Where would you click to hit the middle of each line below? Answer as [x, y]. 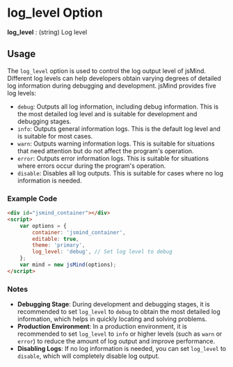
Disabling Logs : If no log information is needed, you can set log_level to [122, 349]
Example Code [32, 198]
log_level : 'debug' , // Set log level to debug [102, 252]
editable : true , [56, 239]
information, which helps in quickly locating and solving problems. [112, 319]
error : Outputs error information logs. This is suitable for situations [113, 158]
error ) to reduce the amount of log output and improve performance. [116, 341]
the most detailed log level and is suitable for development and [107, 114]
